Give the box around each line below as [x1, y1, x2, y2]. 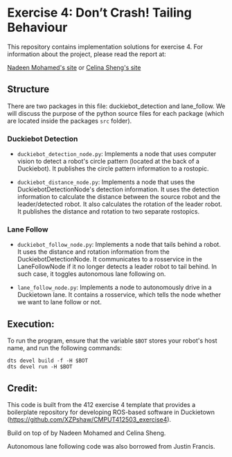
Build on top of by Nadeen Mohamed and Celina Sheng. [7, 429, 166, 437]
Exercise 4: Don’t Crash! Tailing [7, 5, 192, 21]
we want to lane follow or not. [17, 298, 102, 307]
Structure [7, 83, 50, 95]
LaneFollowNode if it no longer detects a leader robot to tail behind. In [17, 262, 217, 271]
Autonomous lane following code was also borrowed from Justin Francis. [7, 442, 215, 450]
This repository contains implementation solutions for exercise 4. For [7, 42, 203, 51]
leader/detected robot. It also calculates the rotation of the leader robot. [17, 200, 223, 209]
